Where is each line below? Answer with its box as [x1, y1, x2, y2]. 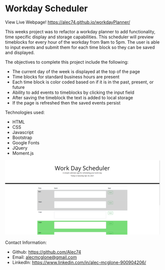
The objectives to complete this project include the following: [5, 59, 129, 65]
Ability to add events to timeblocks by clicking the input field [12, 89, 135, 95]
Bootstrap [12, 135, 32, 140]
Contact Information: [5, 240, 47, 245]
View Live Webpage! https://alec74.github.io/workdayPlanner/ [5, 19, 131, 25]
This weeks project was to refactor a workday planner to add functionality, [5, 28, 156, 34]
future [12, 84, 25, 90]
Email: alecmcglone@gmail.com [12, 254, 77, 260]
